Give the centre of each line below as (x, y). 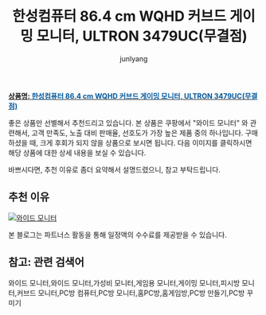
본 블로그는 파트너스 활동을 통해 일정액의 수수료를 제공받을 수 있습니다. (117, 235)
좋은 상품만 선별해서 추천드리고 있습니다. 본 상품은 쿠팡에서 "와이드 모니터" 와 (128, 122)
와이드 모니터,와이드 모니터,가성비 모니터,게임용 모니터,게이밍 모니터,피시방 (124, 282)
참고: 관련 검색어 (47, 262)
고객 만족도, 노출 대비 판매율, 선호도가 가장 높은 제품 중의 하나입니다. (137, 133)
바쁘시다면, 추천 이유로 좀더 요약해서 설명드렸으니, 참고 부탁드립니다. (115, 169)
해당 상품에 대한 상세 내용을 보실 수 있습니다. (77, 153)
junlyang (134, 58)
